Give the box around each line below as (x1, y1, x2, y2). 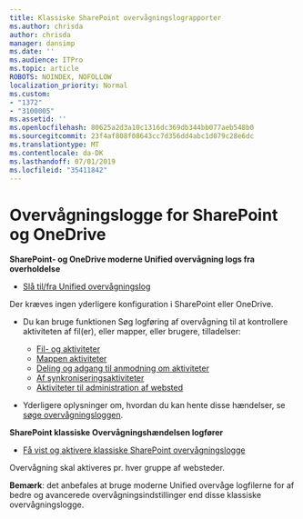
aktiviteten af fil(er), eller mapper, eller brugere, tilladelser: (22, 326, 241, 337)
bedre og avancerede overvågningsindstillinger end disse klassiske (9, 490, 262, 501)
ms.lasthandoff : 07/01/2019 (9, 156, 116, 166)
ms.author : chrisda (9, 22, 84, 31)
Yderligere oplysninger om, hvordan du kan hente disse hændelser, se (22, 400, 286, 411)
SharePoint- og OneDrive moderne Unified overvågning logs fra (9, 254, 255, 264)
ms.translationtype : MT (9, 140, 100, 149)
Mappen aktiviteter (35, 354, 107, 364)
